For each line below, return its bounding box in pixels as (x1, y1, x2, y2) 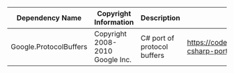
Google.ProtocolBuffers (10, 42, 88, 51)
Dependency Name (16, 13, 82, 23)
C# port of (140, 34, 175, 43)
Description (140, 13, 180, 23)
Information (93, 17, 134, 27)
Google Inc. (93, 55, 132, 64)
